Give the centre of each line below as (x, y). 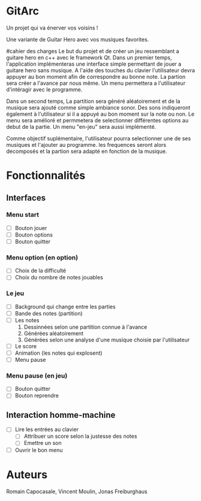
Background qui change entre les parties (65, 307)
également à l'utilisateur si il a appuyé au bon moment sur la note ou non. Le (100, 114)
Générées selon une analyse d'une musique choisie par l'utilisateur (107, 340)
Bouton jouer (31, 228)
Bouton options (34, 235)
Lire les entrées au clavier (47, 429)
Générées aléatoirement (54, 333)
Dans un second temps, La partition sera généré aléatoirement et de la (93, 101)
